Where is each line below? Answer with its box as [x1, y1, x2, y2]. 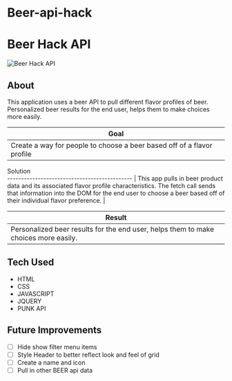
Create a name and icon [17, 358, 86, 366]
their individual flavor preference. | [7, 196, 106, 205]
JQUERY [17, 297, 42, 305]
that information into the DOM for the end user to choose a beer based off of [7, 189, 225, 197]
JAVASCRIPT [17, 289, 55, 298]
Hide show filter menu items [17, 342, 97, 351]
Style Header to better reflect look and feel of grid [17, 351, 160, 359]
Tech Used [7, 257, 55, 268]
